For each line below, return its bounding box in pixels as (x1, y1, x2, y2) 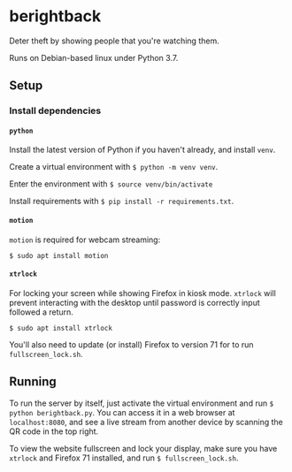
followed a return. (9, 307, 73, 317)
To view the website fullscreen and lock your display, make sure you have (9, 443, 278, 453)
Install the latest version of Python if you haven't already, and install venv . (9, 144, 276, 156)
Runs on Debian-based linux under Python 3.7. (9, 52, 179, 63)
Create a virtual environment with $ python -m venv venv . (9, 162, 219, 172)
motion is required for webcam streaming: (9, 234, 161, 245)
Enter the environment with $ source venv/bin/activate (9, 179, 213, 189)
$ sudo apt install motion (9, 251, 109, 260)
